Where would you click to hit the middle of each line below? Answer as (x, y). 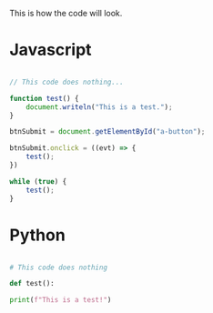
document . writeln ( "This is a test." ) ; (99, 107)
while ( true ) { (38, 181)
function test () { (44, 98)
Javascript (51, 50)
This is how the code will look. (66, 13)
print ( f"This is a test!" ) (61, 300)
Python (37, 235)
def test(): (32, 284)
